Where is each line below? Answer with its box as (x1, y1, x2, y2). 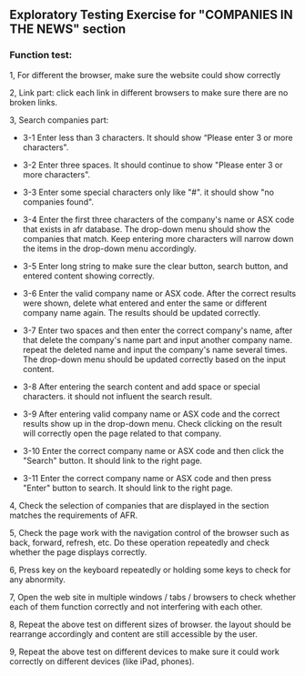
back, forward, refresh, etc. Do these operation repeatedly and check (9, 537, 270, 548)
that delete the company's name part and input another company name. (22, 334, 293, 345)
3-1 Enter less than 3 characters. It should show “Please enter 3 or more (22, 132, 293, 143)
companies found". (22, 196, 94, 207)
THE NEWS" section (9, 22, 127, 37)
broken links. (9, 96, 57, 107)
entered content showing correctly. (22, 270, 155, 281)
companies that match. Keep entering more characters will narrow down (22, 233, 294, 244)
